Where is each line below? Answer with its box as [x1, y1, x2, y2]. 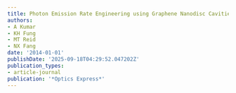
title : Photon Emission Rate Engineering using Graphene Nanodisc [7, 10, 206, 17]
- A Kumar [7, 23, 37, 30]
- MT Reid [7, 36, 37, 43]
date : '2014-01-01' [7, 50, 65, 57]
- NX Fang [7, 43, 37, 50]
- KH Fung [7, 29, 37, 37]
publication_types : [7, 62, 65, 69]
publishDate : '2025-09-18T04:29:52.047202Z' [7, 56, 140, 63]
